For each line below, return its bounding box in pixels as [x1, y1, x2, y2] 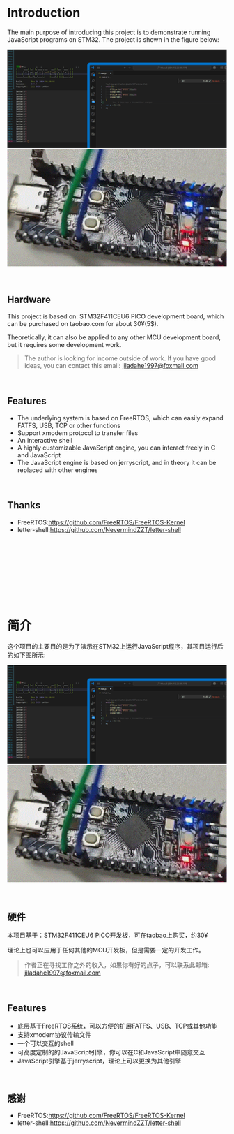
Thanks [7, 499, 41, 511]
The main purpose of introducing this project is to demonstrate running [7, 28, 211, 36]
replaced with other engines [17, 466, 98, 474]
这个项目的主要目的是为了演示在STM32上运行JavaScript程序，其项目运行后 [7, 642, 224, 650]
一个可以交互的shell [17, 1039, 75, 1047]
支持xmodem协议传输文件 [17, 1030, 92, 1038]
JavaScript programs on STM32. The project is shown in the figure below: [7, 35, 219, 43]
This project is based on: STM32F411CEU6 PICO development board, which [7, 312, 224, 321]
